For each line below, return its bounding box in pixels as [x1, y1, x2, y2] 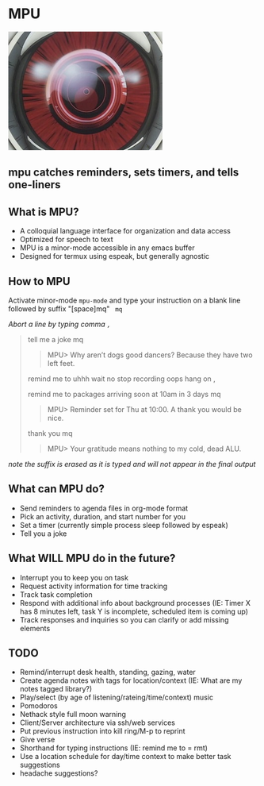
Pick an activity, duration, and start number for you [19, 511, 186, 521]
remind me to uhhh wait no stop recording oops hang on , [27, 374, 216, 383]
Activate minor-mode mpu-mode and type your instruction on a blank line [8, 295, 241, 305]
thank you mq [27, 428, 73, 437]
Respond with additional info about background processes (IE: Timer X [19, 598, 251, 607]
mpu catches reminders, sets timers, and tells [8, 166, 239, 179]
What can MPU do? [8, 482, 105, 496]
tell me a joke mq [27, 334, 84, 344]
